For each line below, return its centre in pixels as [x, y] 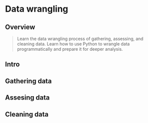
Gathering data [29, 81]
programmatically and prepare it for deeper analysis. [70, 49]
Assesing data [27, 98]
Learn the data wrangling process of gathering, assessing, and [80, 39]
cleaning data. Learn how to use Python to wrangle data [73, 44]
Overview [20, 27]
